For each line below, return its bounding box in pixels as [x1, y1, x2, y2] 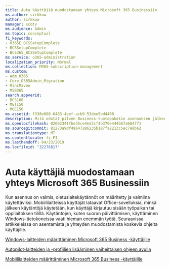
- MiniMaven [5, 83, 30, 88]
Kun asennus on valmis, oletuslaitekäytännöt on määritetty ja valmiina [5, 194, 150, 200]
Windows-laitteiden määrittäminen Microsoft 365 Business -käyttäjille [5, 236, 150, 242]
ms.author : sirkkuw [5, 12, 47, 17]
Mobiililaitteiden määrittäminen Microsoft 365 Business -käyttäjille [5, 256, 143, 262]
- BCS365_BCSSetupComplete [5, 50, 62, 55]
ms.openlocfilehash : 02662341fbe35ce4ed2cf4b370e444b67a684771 [5, 121, 142, 126]
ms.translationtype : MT [5, 130, 56, 135]
